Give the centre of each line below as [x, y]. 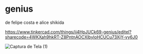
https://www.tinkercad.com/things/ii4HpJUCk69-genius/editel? [68, 32]
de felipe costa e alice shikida [35, 22]
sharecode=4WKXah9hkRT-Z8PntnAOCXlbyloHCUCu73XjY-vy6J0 [71, 37]
